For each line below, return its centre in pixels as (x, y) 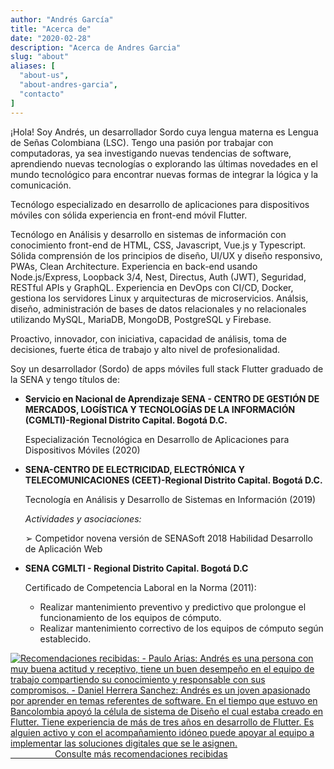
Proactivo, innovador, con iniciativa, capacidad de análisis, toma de (148, 338)
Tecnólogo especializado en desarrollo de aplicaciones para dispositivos (160, 204)
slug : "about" (40, 57)
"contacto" (42, 94)
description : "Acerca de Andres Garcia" (96, 47)
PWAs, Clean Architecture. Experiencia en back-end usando (134, 266)
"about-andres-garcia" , (68, 85)
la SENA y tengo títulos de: (65, 379)
